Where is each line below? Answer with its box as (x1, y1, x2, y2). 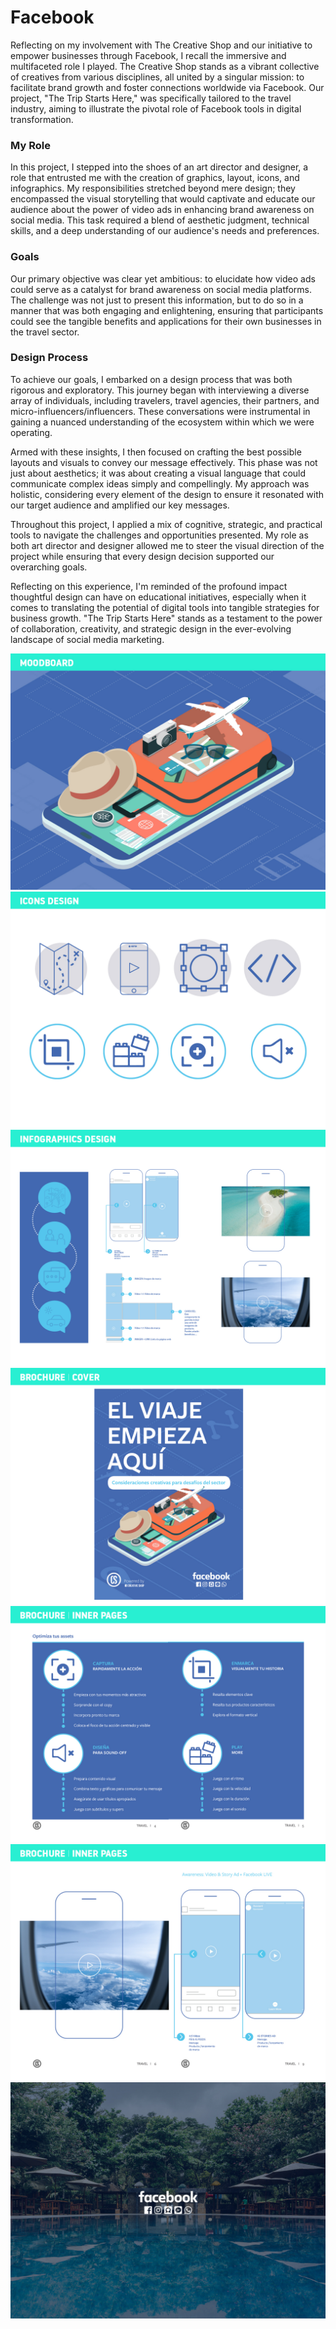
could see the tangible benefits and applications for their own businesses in (10, 315, 322, 327)
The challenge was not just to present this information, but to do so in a (10, 294, 304, 306)
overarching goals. (10, 561, 88, 573)
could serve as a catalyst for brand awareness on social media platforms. (10, 283, 312, 295)
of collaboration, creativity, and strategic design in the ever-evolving (10, 622, 292, 635)
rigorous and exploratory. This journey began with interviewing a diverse (10, 384, 310, 396)
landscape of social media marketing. (10, 633, 165, 645)
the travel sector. (10, 326, 80, 338)
